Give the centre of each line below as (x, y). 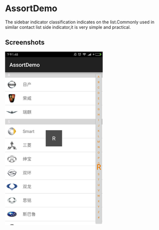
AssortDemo (31, 9)
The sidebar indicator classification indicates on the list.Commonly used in (80, 22)
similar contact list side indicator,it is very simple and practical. (68, 27)
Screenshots (25, 43)
